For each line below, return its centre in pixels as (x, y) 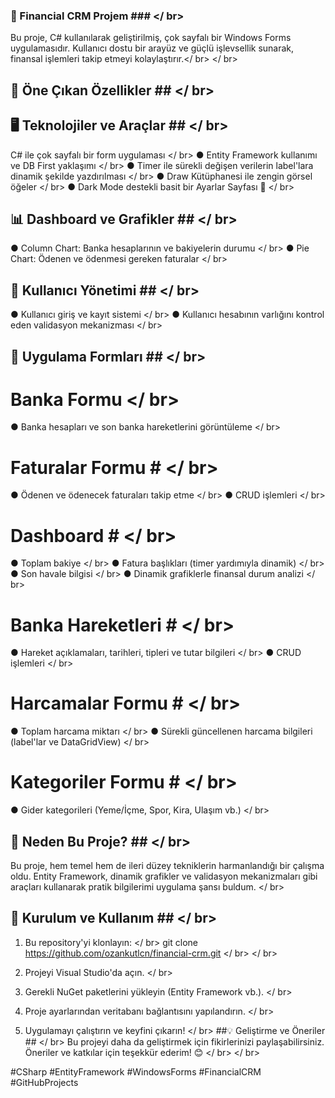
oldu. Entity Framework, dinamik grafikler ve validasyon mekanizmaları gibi (164, 876)
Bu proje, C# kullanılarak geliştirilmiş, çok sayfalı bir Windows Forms (151, 38)
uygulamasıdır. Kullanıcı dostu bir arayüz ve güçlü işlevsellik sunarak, (152, 48)
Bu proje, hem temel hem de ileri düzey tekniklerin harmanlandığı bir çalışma (167, 865)
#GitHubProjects (44, 1082)
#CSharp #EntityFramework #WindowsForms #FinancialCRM (136, 1071)
